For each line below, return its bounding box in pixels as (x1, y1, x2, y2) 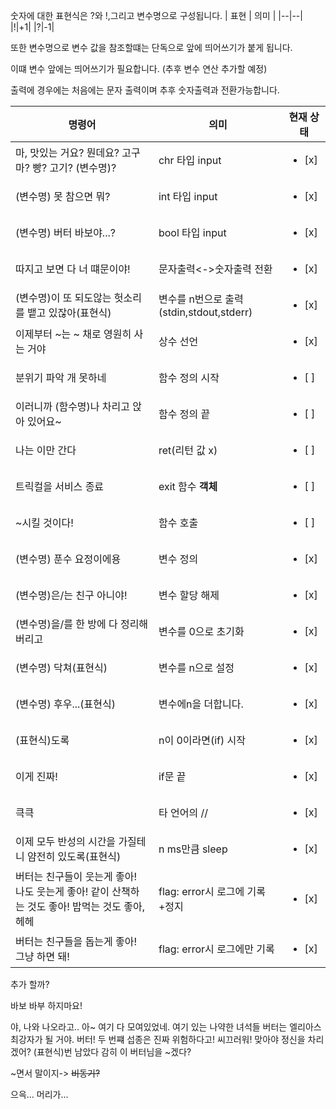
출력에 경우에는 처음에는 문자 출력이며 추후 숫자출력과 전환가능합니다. (10, 84, 280, 96)
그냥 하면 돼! (15, 950, 70, 963)
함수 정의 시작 (158, 371, 220, 384)
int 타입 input (158, 190, 218, 203)
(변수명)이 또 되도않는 (15, 291, 112, 304)
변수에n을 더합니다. (158, 697, 244, 711)
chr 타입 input (158, 154, 222, 167)
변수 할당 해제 (158, 589, 220, 602)
